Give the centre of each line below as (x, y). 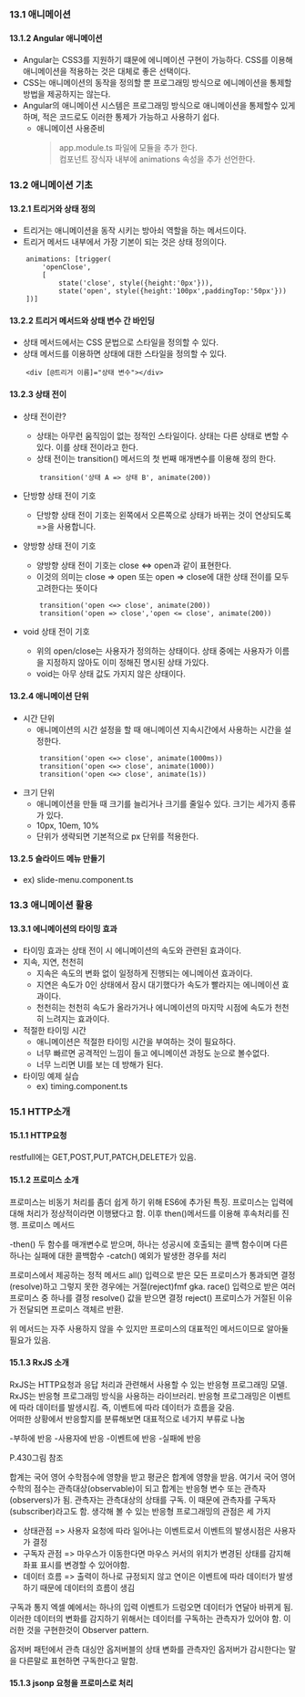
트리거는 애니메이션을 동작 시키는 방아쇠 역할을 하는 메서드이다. (135, 231)
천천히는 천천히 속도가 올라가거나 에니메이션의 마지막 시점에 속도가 (154, 1008)
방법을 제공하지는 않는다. (66, 94)
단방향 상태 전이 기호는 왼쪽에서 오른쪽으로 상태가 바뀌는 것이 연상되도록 (164, 515)
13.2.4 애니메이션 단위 (49, 697)
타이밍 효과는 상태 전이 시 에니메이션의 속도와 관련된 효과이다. (132, 950)
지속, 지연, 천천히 (53, 962)
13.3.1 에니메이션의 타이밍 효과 (63, 928)
